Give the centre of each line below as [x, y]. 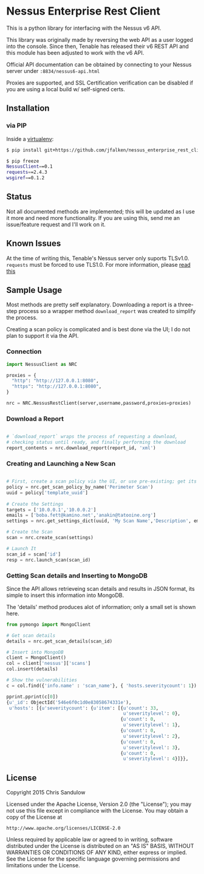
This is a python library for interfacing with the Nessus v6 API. [84, 28]
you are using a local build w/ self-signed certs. [66, 89]
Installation [28, 108]
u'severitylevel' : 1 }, [152, 725]
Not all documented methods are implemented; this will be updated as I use [101, 212]
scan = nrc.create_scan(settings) [50, 538]
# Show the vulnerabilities [42, 680]
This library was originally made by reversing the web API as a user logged [100, 40]
